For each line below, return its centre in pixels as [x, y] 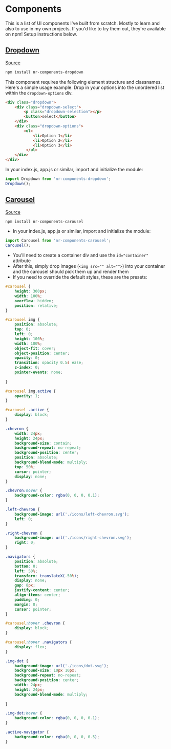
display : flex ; [31, 647]
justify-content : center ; [42, 590]
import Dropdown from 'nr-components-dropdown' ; [58, 179]
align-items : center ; [37, 595]
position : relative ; [36, 306]
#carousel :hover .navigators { [39, 642]
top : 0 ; [23, 330]
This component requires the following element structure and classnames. [84, 82]
